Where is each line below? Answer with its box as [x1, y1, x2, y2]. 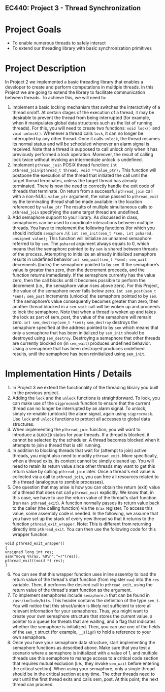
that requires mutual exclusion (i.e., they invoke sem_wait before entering [12, 660, 160, 666]
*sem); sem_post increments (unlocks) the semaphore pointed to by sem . [12, 293, 158, 299]
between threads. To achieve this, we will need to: [5, 95, 107, 101]
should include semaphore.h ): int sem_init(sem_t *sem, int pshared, [12, 230, 154, 236]
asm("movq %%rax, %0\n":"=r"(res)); [5, 554, 80, 559]
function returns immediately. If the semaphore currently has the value [12, 272, 156, 278]
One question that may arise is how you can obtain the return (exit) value [12, 484, 160, 490]
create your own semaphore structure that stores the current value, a [12, 613, 153, 619]
